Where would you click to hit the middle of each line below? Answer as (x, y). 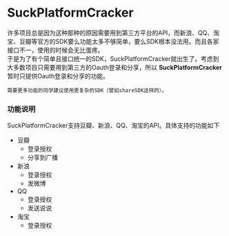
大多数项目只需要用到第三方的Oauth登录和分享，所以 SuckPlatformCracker (115, 67)
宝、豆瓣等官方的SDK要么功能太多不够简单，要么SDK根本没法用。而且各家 (113, 41)
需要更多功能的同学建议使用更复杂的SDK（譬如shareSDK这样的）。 (87, 90)
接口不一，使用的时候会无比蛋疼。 (56, 50)
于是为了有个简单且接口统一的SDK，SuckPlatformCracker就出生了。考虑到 (113, 58)
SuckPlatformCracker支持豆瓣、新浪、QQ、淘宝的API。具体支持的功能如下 (113, 125)
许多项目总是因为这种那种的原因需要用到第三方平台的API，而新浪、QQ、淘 (113, 33)
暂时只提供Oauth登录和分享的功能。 (58, 76)
